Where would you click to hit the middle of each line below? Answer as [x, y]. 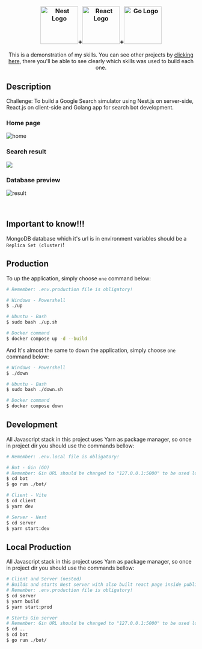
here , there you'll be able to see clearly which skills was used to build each [101, 61]
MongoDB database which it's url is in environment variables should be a [96, 238]
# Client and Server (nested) [44, 579]
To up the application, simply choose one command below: [79, 278]
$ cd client [21, 501]
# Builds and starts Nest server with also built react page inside [94, 585]
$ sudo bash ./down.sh [35, 390]
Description [29, 86]
